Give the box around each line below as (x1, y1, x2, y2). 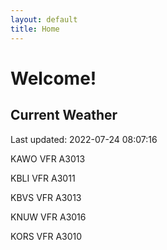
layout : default (10, 14, 78, 25)
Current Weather (10, 107, 118, 124)
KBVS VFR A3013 (10, 191, 82, 203)
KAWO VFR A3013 (10, 152, 86, 165)
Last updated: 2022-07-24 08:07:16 (10, 133, 158, 145)
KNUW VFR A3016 (10, 211, 87, 223)
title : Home (10, 24, 60, 34)
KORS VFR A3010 (10, 230, 83, 242)
